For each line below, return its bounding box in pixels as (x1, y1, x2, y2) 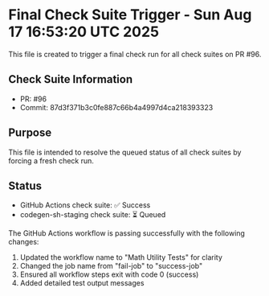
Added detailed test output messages (19, 278, 145, 288)
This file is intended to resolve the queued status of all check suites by (8, 147, 242, 157)
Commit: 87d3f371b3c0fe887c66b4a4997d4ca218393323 (19, 102, 214, 112)
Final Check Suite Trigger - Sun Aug (8, 6, 252, 24)
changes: (8, 237, 39, 247)
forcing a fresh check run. (8, 155, 95, 166)
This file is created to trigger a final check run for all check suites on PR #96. (8, 49, 262, 59)
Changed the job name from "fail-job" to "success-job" (19, 261, 203, 271)
